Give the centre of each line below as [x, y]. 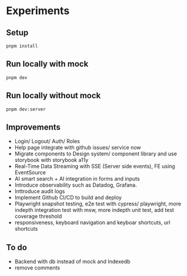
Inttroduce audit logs [40, 191]
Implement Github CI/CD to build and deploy [68, 198]
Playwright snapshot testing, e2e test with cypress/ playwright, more [98, 204]
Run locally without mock [54, 96]
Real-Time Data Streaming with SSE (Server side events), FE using [95, 167]
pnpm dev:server [26, 109]
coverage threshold [38, 217]
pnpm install [22, 46]
